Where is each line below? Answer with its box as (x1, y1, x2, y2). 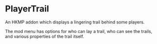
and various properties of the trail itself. (5, 33, 84, 39)
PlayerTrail (5, 3, 49, 14)
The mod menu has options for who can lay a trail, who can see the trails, (5, 28, 153, 34)
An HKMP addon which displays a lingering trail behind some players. (5, 19, 145, 25)
